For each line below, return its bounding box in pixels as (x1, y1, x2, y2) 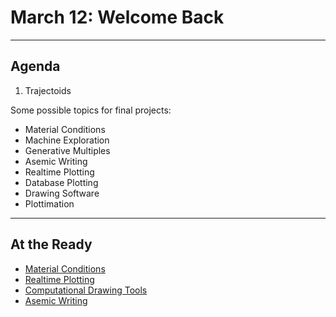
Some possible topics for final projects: (10, 104, 172, 116)
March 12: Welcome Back (10, 6, 225, 29)
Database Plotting (24, 176, 99, 188)
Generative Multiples (24, 144, 111, 156)
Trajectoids (24, 84, 72, 96)
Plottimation (24, 197, 75, 210)
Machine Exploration (24, 134, 110, 146)
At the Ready (10, 236, 93, 253)
